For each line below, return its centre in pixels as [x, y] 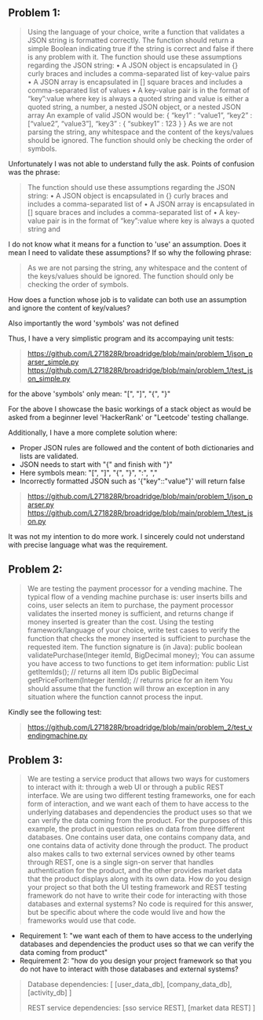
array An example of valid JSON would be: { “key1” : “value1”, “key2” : [140, 115]
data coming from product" [64, 953]
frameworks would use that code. [82, 920]
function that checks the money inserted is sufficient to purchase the [139, 638]
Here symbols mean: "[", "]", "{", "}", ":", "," [88, 472]
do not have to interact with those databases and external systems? [129, 969]
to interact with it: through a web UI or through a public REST [126, 787]
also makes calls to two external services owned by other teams [131, 854]
